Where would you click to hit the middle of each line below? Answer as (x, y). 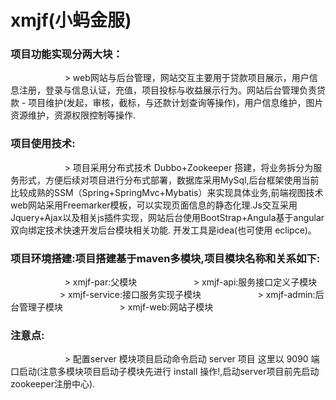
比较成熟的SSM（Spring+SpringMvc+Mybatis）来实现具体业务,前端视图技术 (167, 192)
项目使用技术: (43, 144)
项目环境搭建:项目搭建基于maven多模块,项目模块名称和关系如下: (165, 258)
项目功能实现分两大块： (66, 54)
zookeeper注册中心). (53, 384)
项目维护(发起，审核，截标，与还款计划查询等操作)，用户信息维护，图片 (176, 103)
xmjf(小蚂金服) (71, 20)
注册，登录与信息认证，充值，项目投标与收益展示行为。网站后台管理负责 (167, 90)
